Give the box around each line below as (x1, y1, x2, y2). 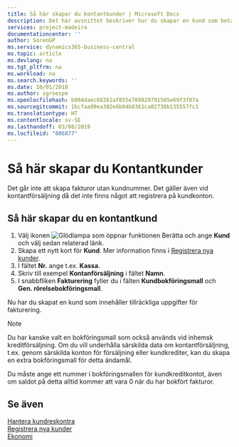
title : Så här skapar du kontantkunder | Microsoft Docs (7, 10, 180, 18)
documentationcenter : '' (7, 30, 81, 38)
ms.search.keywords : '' (7, 76, 78, 84)
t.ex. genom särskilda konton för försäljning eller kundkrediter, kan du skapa (7, 349, 230, 357)
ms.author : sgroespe (7, 90, 69, 97)
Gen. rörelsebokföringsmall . (17, 284, 103, 293)
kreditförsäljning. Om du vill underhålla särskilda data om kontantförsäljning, (7, 341, 230, 349)
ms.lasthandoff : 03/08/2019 (7, 123, 91, 130)
